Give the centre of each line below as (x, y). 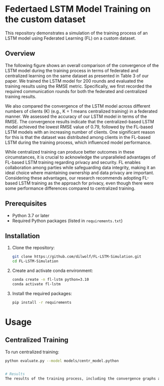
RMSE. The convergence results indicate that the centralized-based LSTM (80, 121)
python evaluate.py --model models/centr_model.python (62, 361)
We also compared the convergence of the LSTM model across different (78, 106)
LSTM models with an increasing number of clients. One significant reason (80, 132)
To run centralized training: (32, 352)
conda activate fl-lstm (36, 284)
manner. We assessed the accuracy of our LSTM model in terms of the (76, 116)
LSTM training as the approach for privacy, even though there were (86, 183)
